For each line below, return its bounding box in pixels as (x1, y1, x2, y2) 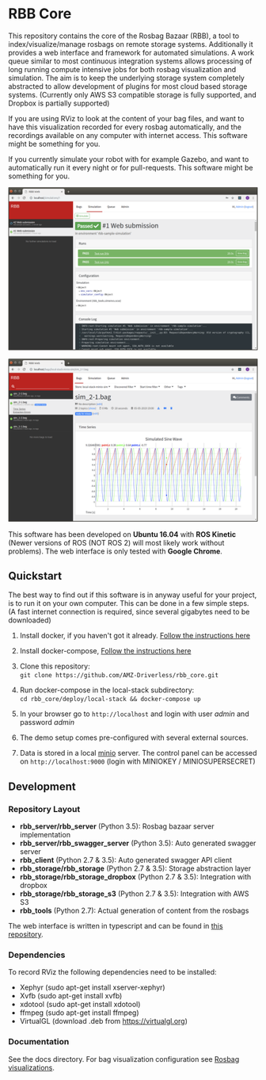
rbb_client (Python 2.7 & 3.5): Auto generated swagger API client (19, 856, 232, 864)
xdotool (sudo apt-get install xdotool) (19, 1000, 141, 1009)
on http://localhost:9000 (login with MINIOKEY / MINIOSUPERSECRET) (19, 756, 256, 766)
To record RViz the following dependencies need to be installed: (8, 967, 217, 977)
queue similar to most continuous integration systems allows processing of (8, 56, 253, 66)
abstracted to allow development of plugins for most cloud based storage (8, 81, 248, 91)
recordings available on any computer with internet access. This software (8, 130, 248, 140)
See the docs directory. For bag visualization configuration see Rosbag (8, 1054, 240, 1063)
